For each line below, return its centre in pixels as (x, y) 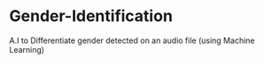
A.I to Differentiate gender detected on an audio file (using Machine (132, 40)
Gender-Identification (91, 16)
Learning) (27, 49)
